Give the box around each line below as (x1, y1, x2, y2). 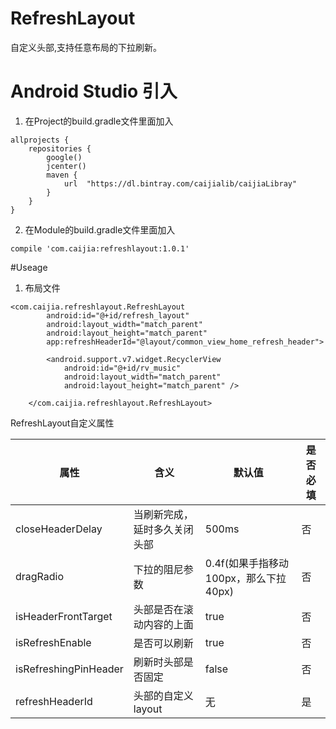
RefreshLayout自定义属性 (10, 417, 115, 429)
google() (46, 152, 83, 162)
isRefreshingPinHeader (15, 662, 124, 676)
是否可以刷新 (133, 636, 194, 650)
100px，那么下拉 (204, 571, 287, 585)
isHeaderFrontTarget (15, 609, 113, 623)
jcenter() (46, 161, 87, 171)
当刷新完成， (133, 507, 194, 521)
